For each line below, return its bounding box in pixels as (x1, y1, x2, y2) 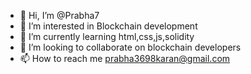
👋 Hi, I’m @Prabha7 (19, 10, 100, 21)
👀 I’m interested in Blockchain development (19, 20, 198, 32)
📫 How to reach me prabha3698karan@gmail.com (19, 53, 231, 64)
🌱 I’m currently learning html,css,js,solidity (19, 31, 195, 42)
